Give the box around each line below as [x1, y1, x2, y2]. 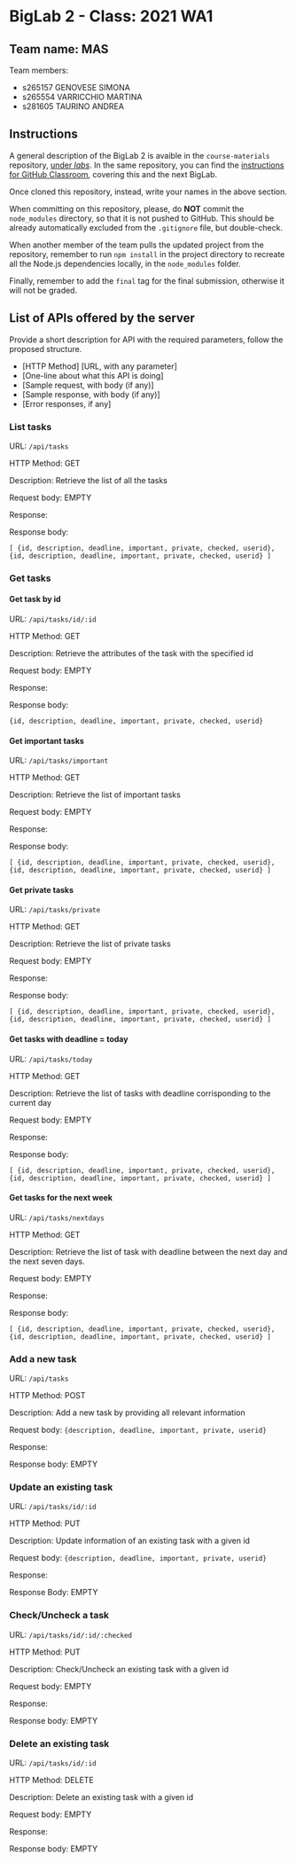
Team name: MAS [9, 42, 109, 57]
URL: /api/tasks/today [9, 1053, 93, 1064]
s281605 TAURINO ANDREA [21, 101, 124, 112]
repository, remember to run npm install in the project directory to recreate [9, 248, 285, 259]
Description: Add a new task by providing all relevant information [9, 1407, 245, 1418]
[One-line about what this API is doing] [21, 370, 164, 380]
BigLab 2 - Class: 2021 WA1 [9, 6, 214, 27]
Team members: [9, 65, 69, 75]
